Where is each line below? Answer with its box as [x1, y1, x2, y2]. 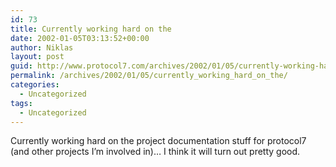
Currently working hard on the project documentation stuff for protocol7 [10, 135, 307, 147]
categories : [10, 80, 60, 90]
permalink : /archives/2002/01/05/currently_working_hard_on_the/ [10, 71, 288, 81]
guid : [10, 61, 33, 71]
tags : [10, 98, 33, 108]
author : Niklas [10, 42, 74, 53]
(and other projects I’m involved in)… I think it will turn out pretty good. [10, 146, 301, 158]
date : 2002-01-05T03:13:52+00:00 [10, 33, 150, 43]
